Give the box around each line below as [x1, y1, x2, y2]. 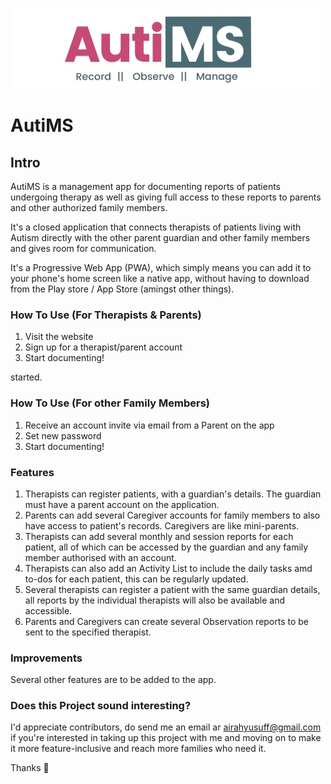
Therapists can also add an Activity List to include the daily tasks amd [24, 562, 313, 574]
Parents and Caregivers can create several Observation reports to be [24, 615, 310, 627]
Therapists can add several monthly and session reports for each [24, 530, 294, 542]
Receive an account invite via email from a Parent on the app [24, 419, 275, 431]
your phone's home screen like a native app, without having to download [10, 273, 310, 284]
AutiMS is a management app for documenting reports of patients [10, 181, 281, 192]
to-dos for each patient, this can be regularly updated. [24, 573, 249, 585]
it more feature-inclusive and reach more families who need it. [10, 743, 267, 755]
